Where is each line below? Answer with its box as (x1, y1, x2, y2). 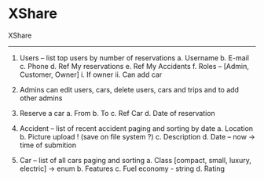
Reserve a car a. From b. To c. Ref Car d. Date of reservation (19, 108, 216, 118)
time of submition (19, 140, 77, 150)
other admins (19, 93, 63, 103)
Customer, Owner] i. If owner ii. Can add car (19, 70, 163, 79)
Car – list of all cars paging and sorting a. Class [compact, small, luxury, (19, 155, 251, 165)
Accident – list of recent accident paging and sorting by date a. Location (19, 123, 254, 133)
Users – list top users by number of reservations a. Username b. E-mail (19, 52, 250, 63)
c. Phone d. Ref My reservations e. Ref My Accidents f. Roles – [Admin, (19, 61, 250, 71)
